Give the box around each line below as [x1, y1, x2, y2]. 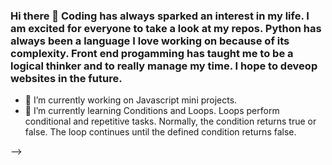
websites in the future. [10, 71, 123, 85]
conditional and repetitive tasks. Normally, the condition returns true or [24, 115, 317, 128]
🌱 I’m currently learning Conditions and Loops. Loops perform [24, 105, 280, 117]
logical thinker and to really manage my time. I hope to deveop [10, 59, 318, 73]
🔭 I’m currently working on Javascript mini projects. [24, 94, 238, 106]
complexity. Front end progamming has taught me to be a [10, 46, 294, 60]
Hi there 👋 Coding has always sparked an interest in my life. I [10, 9, 310, 23]
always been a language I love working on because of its [10, 34, 290, 48]
